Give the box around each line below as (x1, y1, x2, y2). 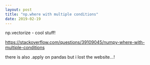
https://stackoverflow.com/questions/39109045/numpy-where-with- (5, 39, 145, 45)
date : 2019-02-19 (5, 16, 41, 21)
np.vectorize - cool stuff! (5, 30, 56, 36)
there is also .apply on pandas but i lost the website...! (5, 54, 115, 60)
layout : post (5, 7, 32, 12)
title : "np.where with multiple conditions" (5, 12, 99, 17)
